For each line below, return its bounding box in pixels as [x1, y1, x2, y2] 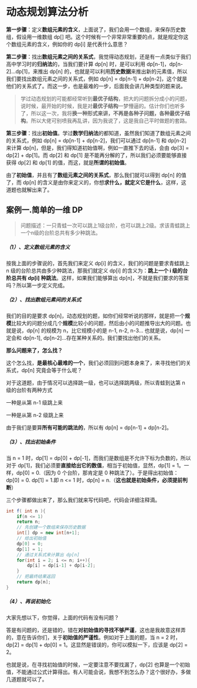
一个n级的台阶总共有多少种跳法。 [20, 229, 101, 236]
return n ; [16, 519, 41, 525]
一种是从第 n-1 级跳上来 [6, 399, 63, 406]
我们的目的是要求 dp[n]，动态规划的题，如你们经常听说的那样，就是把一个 [6, 312, 185, 319]
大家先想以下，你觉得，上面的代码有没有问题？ [6, 614, 119, 621]
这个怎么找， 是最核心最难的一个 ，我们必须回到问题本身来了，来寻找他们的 [6, 359, 186, 366]
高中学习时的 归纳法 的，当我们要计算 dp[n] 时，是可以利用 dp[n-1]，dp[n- [6, 60, 184, 68]
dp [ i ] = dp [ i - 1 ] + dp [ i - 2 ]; [27, 563, 96, 569]
